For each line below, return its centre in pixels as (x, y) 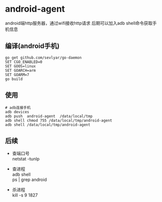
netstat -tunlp (26, 159)
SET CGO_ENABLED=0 (24, 62)
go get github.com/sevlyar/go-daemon (43, 58)
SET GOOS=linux (20, 66)
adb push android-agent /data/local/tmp (49, 116)
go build (14, 79)
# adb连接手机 (18, 108)
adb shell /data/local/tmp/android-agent (48, 125)
